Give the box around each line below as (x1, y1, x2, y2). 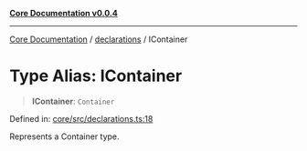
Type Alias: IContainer (9, 65, 183, 86)
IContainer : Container (31, 96, 115, 106)
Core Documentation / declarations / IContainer (9, 34, 188, 45)
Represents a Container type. (9, 131, 121, 142)
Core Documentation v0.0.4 (9, 8, 119, 18)
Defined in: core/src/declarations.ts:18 (9, 113, 153, 124)
